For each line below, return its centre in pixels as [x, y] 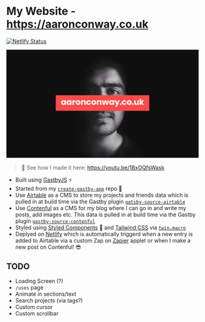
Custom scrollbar [37, 313]
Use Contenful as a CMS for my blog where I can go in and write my [101, 208]
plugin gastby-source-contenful [55, 221]
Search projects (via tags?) [49, 301]
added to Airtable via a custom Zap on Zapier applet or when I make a [103, 241]
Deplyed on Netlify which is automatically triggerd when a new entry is [104, 234]
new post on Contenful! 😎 [48, 247]
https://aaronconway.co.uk [77, 24]
